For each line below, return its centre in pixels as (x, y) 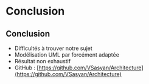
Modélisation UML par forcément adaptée (67, 55)
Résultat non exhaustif (43, 61)
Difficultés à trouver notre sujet (53, 48)
